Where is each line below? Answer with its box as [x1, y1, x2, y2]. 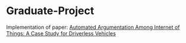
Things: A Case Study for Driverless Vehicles [6, 29, 116, 37]
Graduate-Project [6, 4, 94, 18]
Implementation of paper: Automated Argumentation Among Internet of [6, 24, 180, 31]
